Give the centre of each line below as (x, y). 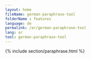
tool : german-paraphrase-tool (36, 37)
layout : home (18, 10)
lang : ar (14, 32)
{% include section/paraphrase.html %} (45, 51)
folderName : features (28, 19)
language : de (18, 23)
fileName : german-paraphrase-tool (40, 14)
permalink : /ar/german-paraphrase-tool (46, 28)
